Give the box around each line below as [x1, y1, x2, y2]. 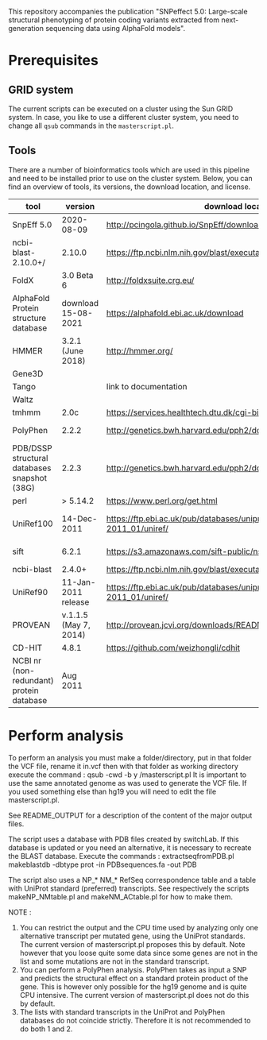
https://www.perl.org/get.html [106, 495, 218, 506]
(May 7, [61, 619, 91, 630]
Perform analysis [8, 727, 124, 744]
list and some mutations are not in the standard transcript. [19, 957, 210, 966]
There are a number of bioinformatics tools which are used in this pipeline [8, 164, 250, 174]
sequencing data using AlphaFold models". [44, 24, 185, 33]
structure [12, 312, 47, 323]
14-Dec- [61, 512, 98, 524]
